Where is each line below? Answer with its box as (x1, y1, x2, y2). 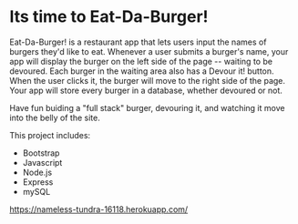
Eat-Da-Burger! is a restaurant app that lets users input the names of (9, 36, 267, 47)
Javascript (22, 157, 63, 168)
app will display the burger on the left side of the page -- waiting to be (9, 56, 273, 66)
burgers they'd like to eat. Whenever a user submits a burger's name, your (9, 46, 289, 56)
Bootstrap (22, 148, 60, 158)
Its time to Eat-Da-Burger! (9, 6, 209, 27)
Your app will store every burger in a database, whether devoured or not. (9, 85, 283, 96)
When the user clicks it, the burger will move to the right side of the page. (9, 75, 285, 86)
